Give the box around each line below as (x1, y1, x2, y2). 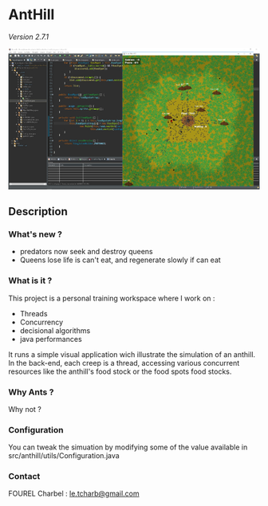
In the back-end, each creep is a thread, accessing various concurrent (8, 358, 240, 367)
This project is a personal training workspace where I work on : (8, 293, 215, 303)
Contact (8, 471, 41, 482)
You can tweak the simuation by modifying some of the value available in (8, 442, 248, 452)
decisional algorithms (19, 325, 91, 335)
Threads (19, 308, 48, 318)
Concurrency (19, 317, 64, 327)
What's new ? (8, 229, 62, 240)
